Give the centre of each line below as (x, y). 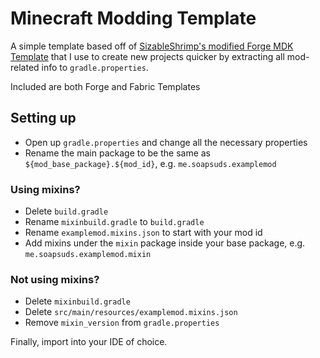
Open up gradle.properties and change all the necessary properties (166, 142)
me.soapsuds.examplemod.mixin (88, 255)
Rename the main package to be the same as (118, 153)
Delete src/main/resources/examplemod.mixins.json (131, 312)
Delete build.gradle (66, 211)
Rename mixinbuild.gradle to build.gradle (114, 222)
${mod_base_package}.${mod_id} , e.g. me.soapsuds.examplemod (150, 163)
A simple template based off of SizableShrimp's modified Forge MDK (152, 46)
